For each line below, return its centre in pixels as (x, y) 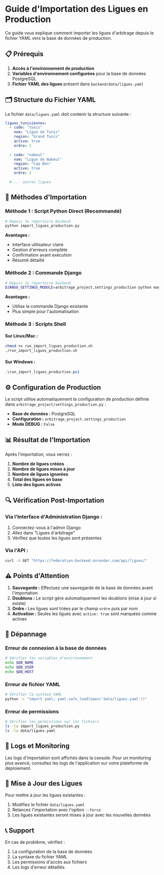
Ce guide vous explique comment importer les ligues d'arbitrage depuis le (79, 33)
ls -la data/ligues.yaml (30, 731)
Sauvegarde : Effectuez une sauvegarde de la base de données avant (82, 588)
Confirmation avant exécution (42, 255)
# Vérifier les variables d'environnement (49, 658)
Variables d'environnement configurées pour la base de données (79, 73)
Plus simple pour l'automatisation (45, 312)
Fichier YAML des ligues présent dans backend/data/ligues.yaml (78, 84)
